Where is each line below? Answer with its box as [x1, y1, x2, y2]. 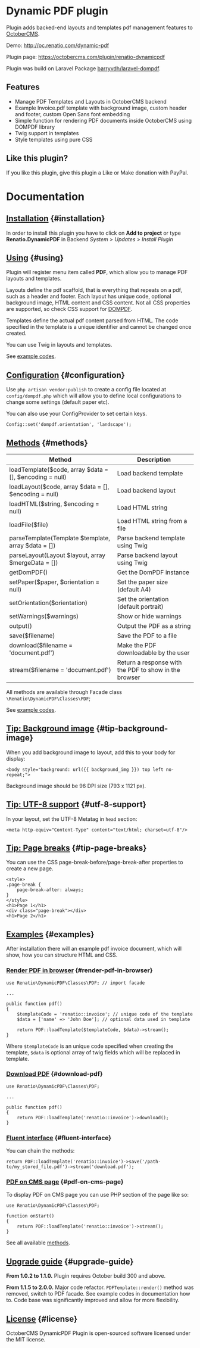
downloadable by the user [117, 649, 190, 656]
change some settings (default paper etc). [6, 399, 110, 406]
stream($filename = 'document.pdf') [9, 666, 111, 674]
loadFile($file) [9, 521, 49, 528]
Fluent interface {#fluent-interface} [6, 1134, 112, 1142]
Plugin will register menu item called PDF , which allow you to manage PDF [6, 269, 188, 276]
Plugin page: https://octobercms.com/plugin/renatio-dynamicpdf [6, 53, 165, 60]
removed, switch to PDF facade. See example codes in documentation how [6, 1290, 190, 1297]
